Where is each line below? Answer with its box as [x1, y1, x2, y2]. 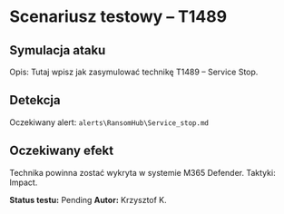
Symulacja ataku [9, 43, 106, 58]
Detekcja [9, 92, 61, 108]
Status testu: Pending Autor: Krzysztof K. [9, 194, 168, 205]
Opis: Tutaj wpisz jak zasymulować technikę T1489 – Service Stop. [9, 66, 259, 77]
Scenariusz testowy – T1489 [9, 6, 228, 27]
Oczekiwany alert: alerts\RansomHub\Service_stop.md [9, 116, 209, 128]
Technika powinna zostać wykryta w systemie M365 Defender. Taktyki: [9, 167, 276, 178]
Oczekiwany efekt [9, 143, 114, 159]
